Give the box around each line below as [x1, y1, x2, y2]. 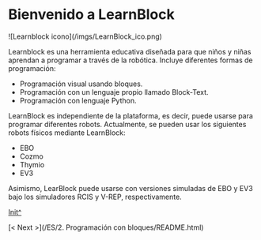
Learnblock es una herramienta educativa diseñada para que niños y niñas [8, 47, 252, 56]
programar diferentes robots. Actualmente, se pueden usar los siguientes [8, 119, 247, 129]
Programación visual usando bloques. [19, 79, 143, 88]
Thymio [19, 159, 45, 169]
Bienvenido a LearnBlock [8, 6, 176, 24]
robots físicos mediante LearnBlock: [8, 128, 126, 137]
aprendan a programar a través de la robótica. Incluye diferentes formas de [8, 55, 253, 65]
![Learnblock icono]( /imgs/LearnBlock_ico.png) [8, 32, 162, 41]
